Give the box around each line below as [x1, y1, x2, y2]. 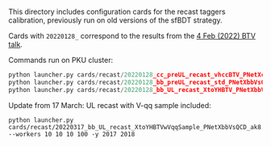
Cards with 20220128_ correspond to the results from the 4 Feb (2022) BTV [8, 31, 256, 40]
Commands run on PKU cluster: [8, 56, 114, 65]
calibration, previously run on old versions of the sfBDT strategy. [8, 15, 223, 25]
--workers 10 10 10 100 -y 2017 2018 [8, 130, 135, 138]
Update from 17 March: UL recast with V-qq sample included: [8, 100, 211, 110]
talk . [8, 40, 23, 49]
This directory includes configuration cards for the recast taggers [8, 7, 226, 16]
